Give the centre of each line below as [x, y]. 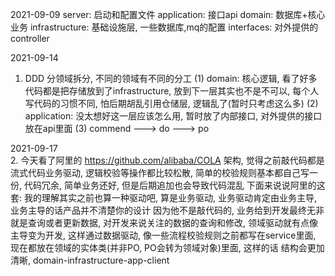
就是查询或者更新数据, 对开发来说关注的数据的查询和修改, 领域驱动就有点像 [164, 222]
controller [30, 38]
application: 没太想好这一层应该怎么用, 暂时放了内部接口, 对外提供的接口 [173, 116]
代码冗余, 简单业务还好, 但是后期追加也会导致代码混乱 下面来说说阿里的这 [174, 185]
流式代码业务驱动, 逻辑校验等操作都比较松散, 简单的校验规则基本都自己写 [160, 172]
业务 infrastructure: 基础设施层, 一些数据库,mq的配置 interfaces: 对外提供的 [164, 27]
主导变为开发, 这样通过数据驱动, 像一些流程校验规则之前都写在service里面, [163, 235]
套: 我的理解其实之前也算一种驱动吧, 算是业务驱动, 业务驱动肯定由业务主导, [163, 197]
